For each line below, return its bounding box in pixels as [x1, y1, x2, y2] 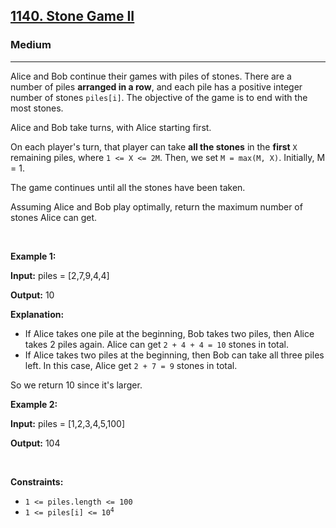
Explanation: [10, 308, 65, 320]
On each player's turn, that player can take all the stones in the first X [10, 140, 298, 153]
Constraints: [10, 475, 64, 488]
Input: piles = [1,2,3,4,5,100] [10, 417, 126, 429]
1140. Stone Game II [10, 8, 135, 25]
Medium [10, 38, 52, 52]
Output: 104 [10, 437, 61, 449]
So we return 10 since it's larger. [10, 379, 143, 391]
